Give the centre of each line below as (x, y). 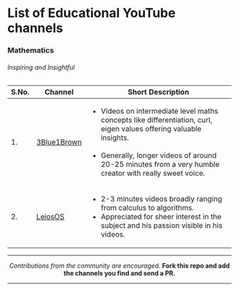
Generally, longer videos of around (159, 155)
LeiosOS (51, 216)
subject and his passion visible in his (161, 226)
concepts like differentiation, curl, (156, 120)
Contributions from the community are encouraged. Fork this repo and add (119, 266)
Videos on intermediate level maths (159, 111)
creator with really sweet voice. (153, 173)
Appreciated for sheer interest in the (161, 216)
